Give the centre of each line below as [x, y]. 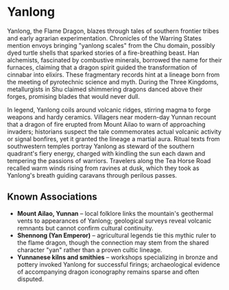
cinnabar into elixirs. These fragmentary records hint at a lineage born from [113, 74]
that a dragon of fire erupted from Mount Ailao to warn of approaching [106, 124]
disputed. [31, 279]
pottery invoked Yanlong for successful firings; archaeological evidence [119, 264]
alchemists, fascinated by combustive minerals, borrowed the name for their [115, 60]
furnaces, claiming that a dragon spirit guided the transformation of [102, 67]
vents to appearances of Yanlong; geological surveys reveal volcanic [114, 221]
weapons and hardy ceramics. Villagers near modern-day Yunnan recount [112, 117]
